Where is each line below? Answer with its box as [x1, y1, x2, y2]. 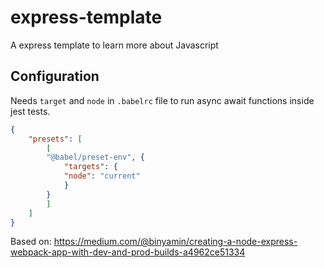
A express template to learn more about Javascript [10, 39, 219, 51]
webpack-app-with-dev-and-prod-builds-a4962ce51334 [10, 246, 246, 258]
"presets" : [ [28, 134, 83, 144]
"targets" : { [63, 162, 118, 172]
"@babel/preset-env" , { [46, 152, 145, 163]
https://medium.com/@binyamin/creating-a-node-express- [53, 236, 298, 248]
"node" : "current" [63, 171, 141, 181]
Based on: [10, 236, 52, 248]
